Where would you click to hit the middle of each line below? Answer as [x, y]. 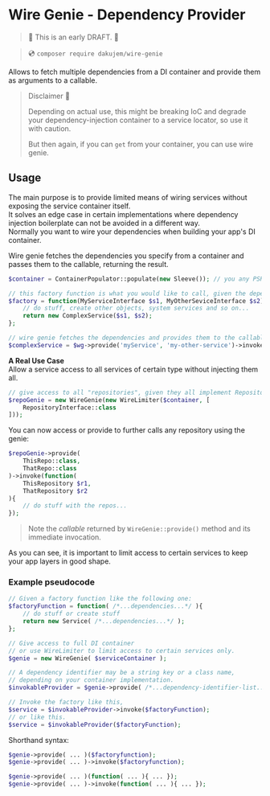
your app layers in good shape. [59, 561]
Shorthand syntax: [39, 740]
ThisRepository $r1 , [57, 483]
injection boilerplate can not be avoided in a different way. [104, 223]
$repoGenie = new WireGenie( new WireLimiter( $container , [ [109, 400]
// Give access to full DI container [72, 643]
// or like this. [37, 717]
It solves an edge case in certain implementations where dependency [123, 214]
